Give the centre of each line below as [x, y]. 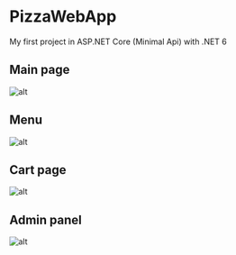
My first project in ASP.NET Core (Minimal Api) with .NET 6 [118, 41]
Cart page [38, 170]
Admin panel [46, 219]
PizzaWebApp [63, 17]
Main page [40, 70]
